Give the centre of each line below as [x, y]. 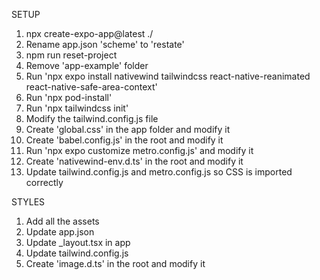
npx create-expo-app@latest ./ [89, 33]
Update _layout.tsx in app [78, 242]
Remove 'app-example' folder [87, 65]
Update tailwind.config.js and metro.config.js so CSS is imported [159, 172]
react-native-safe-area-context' [91, 87]
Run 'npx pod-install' [69, 97]
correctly [44, 182]
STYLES [28, 202]
